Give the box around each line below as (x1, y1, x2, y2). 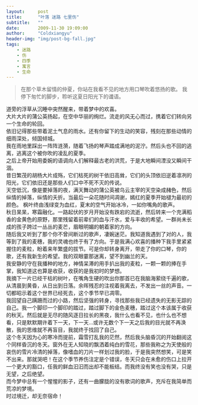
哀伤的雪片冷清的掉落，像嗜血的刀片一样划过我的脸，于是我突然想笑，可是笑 (6, 348, 192, 356)
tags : (6, 42, 19, 48)
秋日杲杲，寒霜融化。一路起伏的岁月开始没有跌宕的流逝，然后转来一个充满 (6, 208, 187, 215)
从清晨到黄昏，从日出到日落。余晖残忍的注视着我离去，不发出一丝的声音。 (6, 282, 187, 289)
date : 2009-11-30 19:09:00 (6, 25, 88, 31)
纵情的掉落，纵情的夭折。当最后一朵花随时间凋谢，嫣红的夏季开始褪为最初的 (6, 194, 192, 201)
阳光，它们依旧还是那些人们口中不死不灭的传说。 (6, 179, 125, 186)
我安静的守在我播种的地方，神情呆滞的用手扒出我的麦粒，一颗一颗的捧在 (6, 260, 181, 267)
